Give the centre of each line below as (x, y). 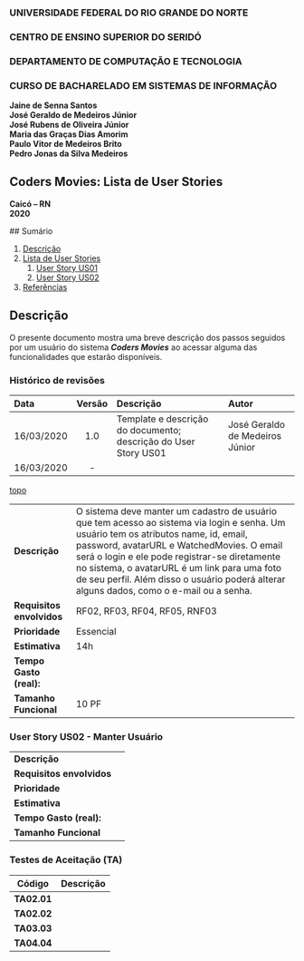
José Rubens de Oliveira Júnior (69, 125)
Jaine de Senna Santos (53, 105)
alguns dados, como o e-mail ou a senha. (164, 590)
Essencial (96, 631)
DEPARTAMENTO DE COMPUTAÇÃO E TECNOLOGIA (126, 61)
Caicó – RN (30, 204)
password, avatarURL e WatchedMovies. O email (179, 545)
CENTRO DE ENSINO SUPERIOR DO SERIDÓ (105, 36)
